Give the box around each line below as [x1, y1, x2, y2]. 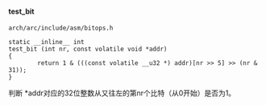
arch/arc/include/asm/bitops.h [8, 24, 114, 32]
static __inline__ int [8, 38, 85, 46]
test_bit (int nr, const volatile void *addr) [8, 45, 168, 54]
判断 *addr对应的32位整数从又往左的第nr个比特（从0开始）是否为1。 [8, 88, 236, 98]
